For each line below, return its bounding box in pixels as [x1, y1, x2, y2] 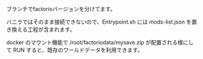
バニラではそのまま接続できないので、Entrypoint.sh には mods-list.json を [6, 18, 192, 26]
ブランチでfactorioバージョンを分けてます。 [6, 5, 116, 12]
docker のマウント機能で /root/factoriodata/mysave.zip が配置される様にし [6, 39, 194, 46]
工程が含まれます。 [27, 26, 76, 33]
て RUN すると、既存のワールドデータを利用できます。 [6, 46, 143, 54]
